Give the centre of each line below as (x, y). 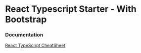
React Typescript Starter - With (71, 9)
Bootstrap (26, 19)
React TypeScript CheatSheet (35, 46)
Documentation (24, 35)
